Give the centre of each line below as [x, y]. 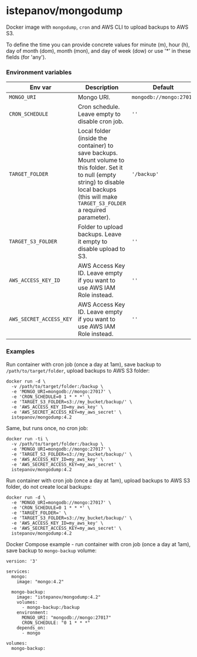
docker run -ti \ [27, 439]
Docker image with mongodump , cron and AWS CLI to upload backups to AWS [97, 27]
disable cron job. [101, 121]
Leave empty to [99, 114]
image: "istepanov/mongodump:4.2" [59, 597]
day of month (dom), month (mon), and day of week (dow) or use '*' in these [98, 50]
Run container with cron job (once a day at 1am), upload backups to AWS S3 [98, 480]
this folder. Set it [100, 168]
